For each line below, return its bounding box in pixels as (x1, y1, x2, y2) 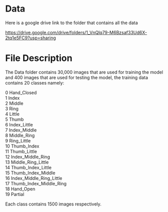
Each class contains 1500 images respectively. (5, 201, 102, 207)
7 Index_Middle (5, 127, 37, 133)
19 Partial (5, 191, 24, 197)
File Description (5, 52, 73, 64)
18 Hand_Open (5, 186, 35, 192)
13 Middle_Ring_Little (5, 159, 49, 165)
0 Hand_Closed (5, 89, 37, 96)
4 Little (5, 111, 20, 117)
